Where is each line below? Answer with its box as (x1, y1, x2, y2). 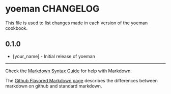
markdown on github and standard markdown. (5, 83, 102, 89)
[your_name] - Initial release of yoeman (12, 53, 96, 59)
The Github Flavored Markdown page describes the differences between (5, 77, 158, 83)
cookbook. (5, 25, 28, 31)
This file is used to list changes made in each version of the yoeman (5, 20, 148, 26)
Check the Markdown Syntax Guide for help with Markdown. (5, 68, 132, 74)
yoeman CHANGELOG (5, 3, 100, 15)
